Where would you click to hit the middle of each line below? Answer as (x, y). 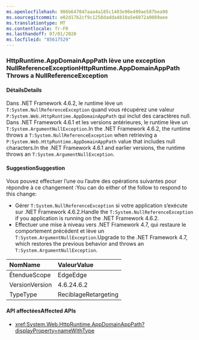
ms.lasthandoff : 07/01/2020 (41, 34)
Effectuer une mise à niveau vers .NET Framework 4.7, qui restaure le (100, 225)
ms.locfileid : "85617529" (38, 40)
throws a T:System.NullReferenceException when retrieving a (82, 135)
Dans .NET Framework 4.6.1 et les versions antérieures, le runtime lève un (97, 122)
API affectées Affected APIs (41, 311)
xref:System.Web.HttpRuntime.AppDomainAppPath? (80, 324)
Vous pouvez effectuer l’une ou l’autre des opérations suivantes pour (91, 181)
